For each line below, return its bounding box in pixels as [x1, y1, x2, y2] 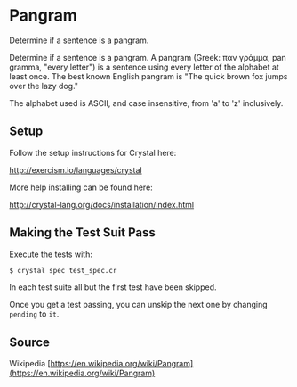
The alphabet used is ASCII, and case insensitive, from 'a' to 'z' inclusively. [9, 97, 284, 108]
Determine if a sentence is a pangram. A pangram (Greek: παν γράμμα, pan [9, 52, 286, 62]
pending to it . [9, 309, 60, 319]
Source [9, 334, 51, 350]
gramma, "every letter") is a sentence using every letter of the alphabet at [9, 62, 280, 72]
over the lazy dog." [9, 80, 78, 91]
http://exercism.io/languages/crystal [9, 164, 142, 175]
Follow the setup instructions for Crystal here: [9, 147, 177, 158]
